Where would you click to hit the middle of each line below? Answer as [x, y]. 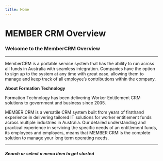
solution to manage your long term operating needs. [57, 138]
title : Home [17, 9]
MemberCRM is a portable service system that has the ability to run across [80, 64]
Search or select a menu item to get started [50, 153]
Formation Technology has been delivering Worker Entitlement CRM [73, 98]
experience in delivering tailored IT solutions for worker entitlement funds [78, 117]
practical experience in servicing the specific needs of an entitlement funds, [81, 128]
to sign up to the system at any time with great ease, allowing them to [74, 74]
